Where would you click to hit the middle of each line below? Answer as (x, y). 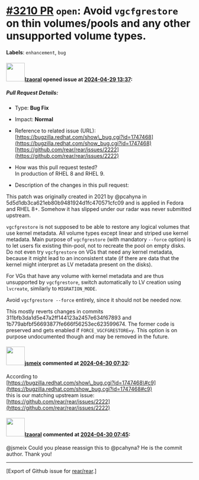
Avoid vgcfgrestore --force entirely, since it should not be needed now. (94, 300)
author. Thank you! (29, 454)
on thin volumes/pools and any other (98, 23)
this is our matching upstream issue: (50, 395)
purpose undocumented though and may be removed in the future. (88, 336)
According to (22, 376)
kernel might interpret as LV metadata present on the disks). (79, 264)
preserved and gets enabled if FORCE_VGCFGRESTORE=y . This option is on (92, 330)
